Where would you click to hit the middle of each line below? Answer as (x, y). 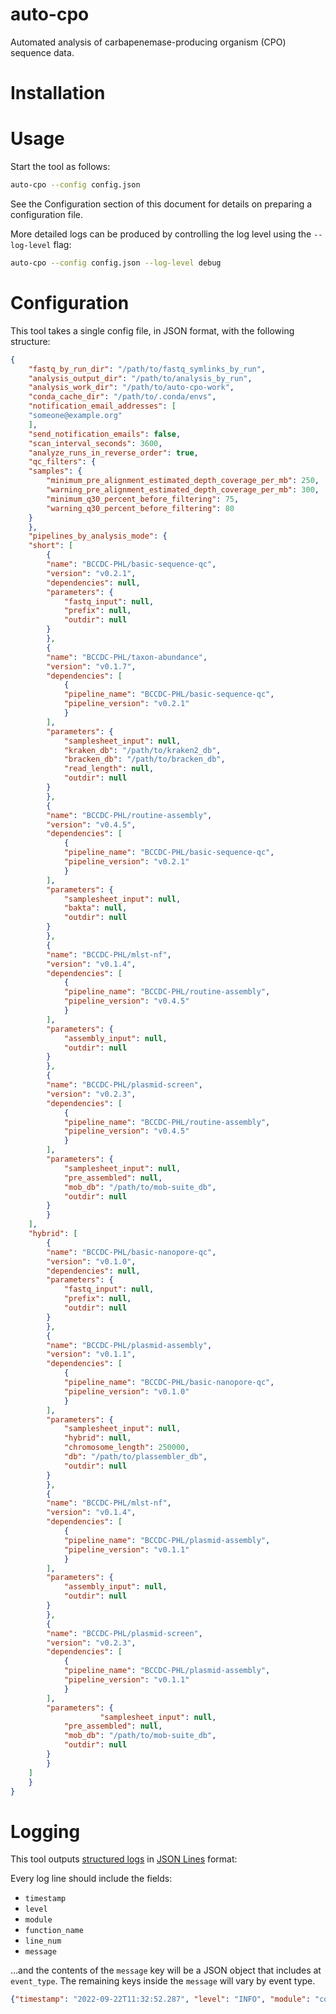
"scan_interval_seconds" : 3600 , (95, 443)
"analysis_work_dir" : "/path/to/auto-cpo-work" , (131, 388)
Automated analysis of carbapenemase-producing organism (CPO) (148, 42)
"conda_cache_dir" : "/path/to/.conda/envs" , (122, 397)
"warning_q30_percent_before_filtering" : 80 (140, 508)
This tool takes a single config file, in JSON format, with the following (152, 330)
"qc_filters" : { (62, 462)
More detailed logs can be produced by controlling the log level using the (161, 234)
